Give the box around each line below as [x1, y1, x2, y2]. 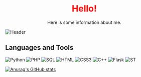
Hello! [72, 3, 97, 14]
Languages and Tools [5, 43, 74, 52]
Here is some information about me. [47, 19, 121, 25]
